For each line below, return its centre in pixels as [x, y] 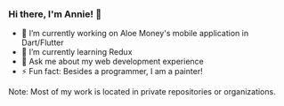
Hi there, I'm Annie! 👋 [55, 14]
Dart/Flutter [42, 42]
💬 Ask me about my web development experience [112, 62]
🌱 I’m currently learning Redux [77, 52]
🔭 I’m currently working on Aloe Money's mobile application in [135, 34]
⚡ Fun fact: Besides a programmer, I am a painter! [112, 72]
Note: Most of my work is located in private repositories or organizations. [142, 92]
